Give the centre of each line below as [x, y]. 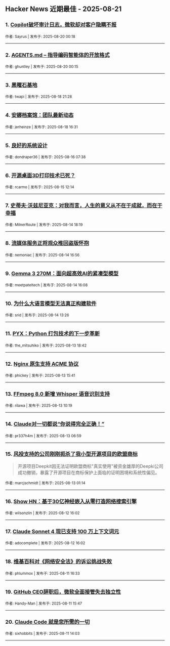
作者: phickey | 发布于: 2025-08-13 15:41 [40, 375]
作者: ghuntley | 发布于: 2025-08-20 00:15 [42, 67]
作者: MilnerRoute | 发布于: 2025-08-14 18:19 [44, 225]
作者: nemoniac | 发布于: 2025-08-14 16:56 [42, 255]
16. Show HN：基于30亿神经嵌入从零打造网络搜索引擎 [71, 501]
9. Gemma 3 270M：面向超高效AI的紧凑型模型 [62, 273]
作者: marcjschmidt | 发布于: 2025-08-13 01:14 [45, 483]
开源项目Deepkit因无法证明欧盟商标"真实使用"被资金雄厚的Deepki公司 [90, 466]
